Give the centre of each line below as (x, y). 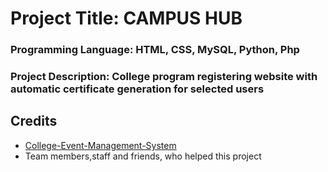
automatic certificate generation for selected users (137, 89)
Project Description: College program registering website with (164, 77)
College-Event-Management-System (100, 145)
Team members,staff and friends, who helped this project (143, 156)
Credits (34, 121)
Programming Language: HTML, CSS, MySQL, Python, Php (155, 50)
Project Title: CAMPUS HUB (126, 18)
